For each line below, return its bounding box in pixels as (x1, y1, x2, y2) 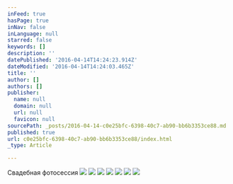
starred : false (7, 37, 52, 44)
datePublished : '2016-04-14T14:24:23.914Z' (7, 57, 138, 64)
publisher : (7, 89, 40, 96)
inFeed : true (7, 10, 46, 18)
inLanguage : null (7, 30, 59, 38)
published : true (7, 129, 55, 136)
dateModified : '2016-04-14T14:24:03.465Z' (7, 63, 135, 70)
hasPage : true (7, 17, 50, 24)
